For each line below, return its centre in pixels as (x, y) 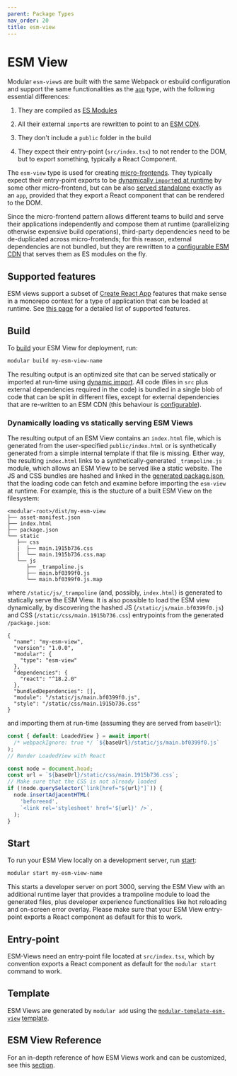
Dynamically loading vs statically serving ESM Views (100, 423)
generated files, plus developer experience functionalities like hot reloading (117, 902)
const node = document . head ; (50, 769)
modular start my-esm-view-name (55, 874)
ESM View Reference (54, 1040)
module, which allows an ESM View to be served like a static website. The (115, 469)
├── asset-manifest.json (44, 517)
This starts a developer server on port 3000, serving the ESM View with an (116, 887)
